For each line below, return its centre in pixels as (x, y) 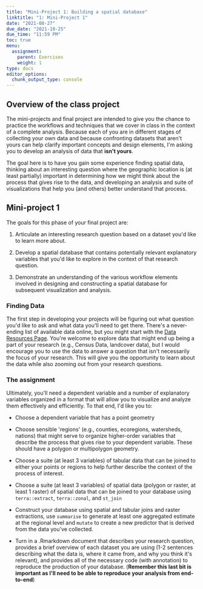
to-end (24, 580)
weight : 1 (30, 63)
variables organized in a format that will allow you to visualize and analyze (99, 400)
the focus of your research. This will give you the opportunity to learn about (101, 358)
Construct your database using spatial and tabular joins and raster (98, 510)
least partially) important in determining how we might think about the (93, 175)
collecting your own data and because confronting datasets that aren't (94, 138)
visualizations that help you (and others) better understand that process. (97, 188)
